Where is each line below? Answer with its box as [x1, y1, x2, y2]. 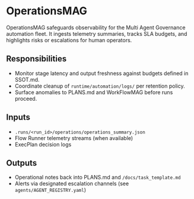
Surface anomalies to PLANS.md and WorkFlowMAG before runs [14, 88, 173, 96]
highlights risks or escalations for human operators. [6, 36, 132, 43]
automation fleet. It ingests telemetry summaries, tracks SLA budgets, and [6, 30, 187, 37]
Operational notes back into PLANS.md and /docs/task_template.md [14, 174, 181, 181]
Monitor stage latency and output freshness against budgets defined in [14, 70, 189, 77]
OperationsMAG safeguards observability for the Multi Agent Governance [6, 24, 186, 31]
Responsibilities [6, 54, 67, 64]
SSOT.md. [14, 76, 40, 83]
